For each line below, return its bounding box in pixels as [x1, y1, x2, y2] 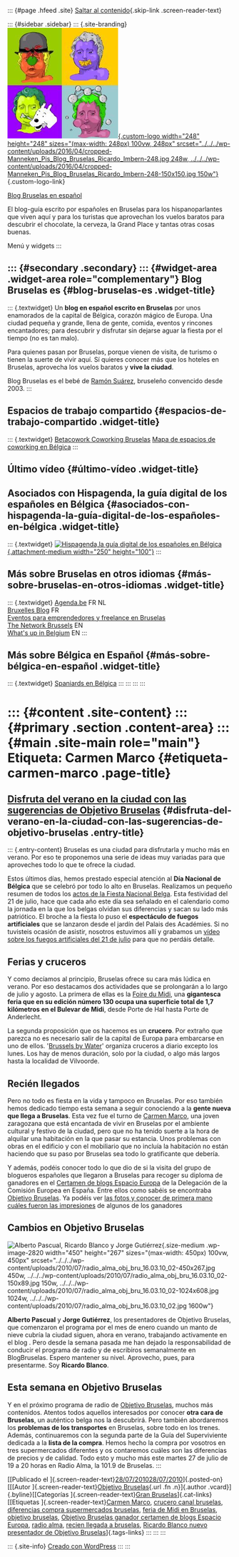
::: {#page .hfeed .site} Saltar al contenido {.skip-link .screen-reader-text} [7, 6, 222, 14]
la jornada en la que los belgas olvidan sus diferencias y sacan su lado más [7, 905, 228, 913]
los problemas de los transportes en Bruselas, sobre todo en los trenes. [7, 1423, 220, 1431]
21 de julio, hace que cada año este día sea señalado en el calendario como [7, 897, 230, 906]
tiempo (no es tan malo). [7, 333, 80, 342]
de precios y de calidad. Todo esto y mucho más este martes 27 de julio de [7, 1454, 228, 1462]
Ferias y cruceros [7, 955, 87, 968]
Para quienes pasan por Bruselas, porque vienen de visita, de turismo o [7, 348, 218, 356]
